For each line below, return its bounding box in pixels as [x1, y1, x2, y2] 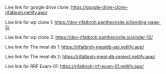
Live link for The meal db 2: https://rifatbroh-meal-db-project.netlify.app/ [5, 53, 155, 59]
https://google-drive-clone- [70, 4, 128, 10]
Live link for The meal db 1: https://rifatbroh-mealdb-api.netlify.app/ [5, 44, 144, 49]
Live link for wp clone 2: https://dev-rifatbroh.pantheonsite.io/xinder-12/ [5, 34, 153, 40]
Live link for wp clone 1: [5, 19, 53, 25]
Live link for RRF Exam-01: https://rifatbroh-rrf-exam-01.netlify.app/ [5, 63, 144, 69]
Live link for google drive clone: [5, 4, 70, 10]
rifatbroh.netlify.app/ [5, 9, 47, 15]
